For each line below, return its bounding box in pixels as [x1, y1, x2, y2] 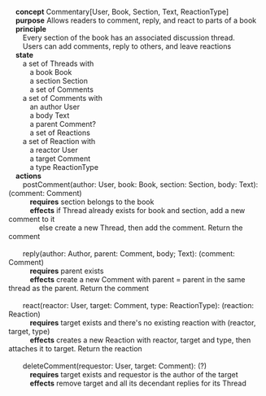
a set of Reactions [29, 128, 91, 137]
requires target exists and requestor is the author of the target [29, 370, 238, 379]
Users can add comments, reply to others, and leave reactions [23, 41, 232, 51]
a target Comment [29, 154, 91, 163]
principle [15, 24, 47, 33]
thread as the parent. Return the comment [8, 284, 149, 293]
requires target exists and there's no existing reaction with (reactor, [29, 318, 256, 328]
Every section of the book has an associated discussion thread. [23, 33, 236, 42]
